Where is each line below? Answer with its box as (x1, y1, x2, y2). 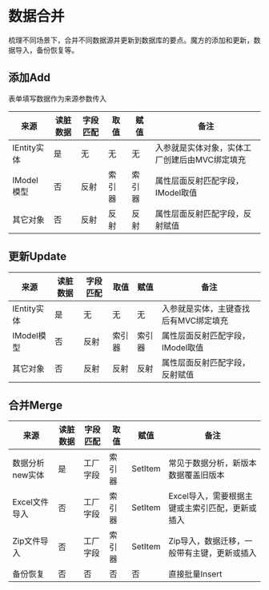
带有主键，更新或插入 (176, 548, 258, 559)
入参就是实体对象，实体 (155, 142, 244, 153)
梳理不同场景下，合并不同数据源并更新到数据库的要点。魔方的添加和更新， (8, 35, 254, 45)
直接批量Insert (168, 568, 223, 580)
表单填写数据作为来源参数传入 (8, 94, 106, 103)
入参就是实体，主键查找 (161, 303, 251, 314)
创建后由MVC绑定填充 (163, 153, 247, 165)
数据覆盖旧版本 (168, 469, 226, 480)
